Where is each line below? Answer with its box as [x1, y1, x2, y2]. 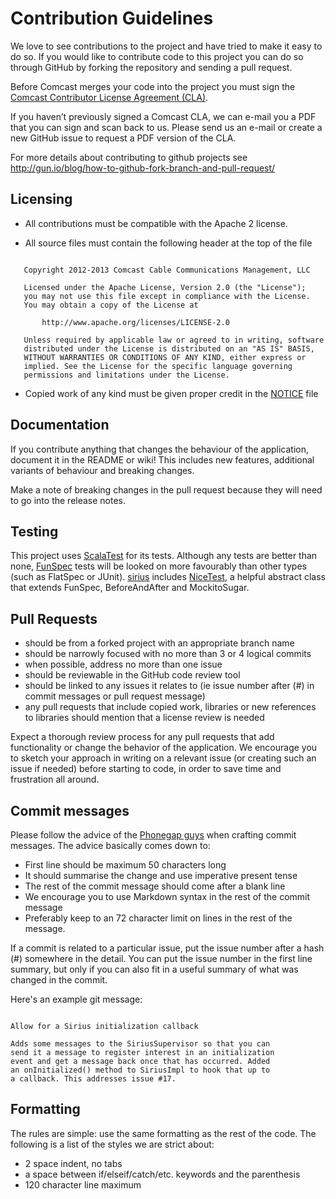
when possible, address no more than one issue [24, 658, 223, 671]
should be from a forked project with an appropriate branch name [24, 637, 295, 649]
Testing [10, 523, 59, 540]
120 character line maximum [24, 1178, 142, 1191]
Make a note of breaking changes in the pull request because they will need [10, 483, 323, 496]
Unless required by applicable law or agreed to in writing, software [23, 335, 325, 345]
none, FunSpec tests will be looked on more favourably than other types [10, 560, 307, 572]
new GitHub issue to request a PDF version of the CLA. [10, 132, 237, 144]
